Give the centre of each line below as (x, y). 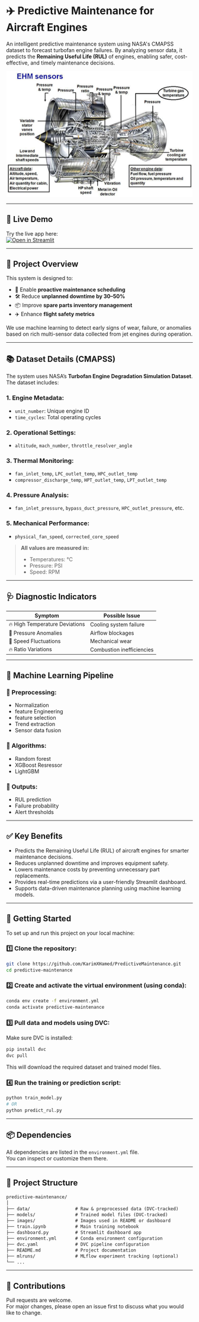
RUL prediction (33, 799)
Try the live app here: (32, 233)
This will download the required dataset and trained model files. (84, 1067)
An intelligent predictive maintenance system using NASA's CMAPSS (90, 44)
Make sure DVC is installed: (39, 1038)
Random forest (33, 758)
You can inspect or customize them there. (57, 1159)
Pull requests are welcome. (39, 1300)
